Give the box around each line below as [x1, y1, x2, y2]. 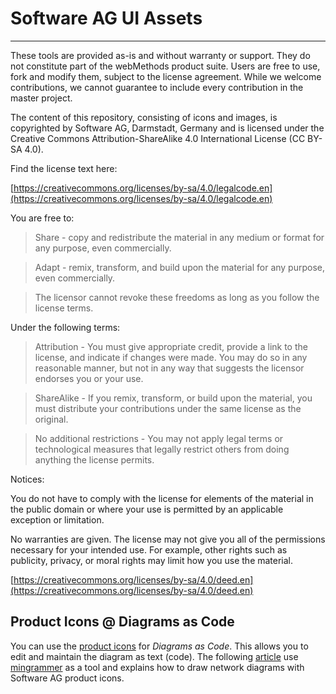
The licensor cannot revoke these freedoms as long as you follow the [34, 291, 320, 303]
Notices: [10, 473, 45, 485]
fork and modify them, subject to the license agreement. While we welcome [10, 70, 322, 82]
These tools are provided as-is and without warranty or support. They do [10, 49, 311, 61]
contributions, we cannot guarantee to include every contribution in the [10, 81, 304, 93]
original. [34, 413, 69, 425]
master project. [10, 92, 73, 104]
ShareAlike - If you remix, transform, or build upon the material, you [34, 392, 313, 404]
